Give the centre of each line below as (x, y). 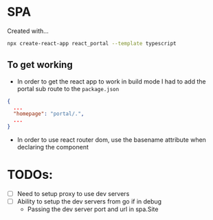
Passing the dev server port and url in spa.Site (93, 209)
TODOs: (30, 175)
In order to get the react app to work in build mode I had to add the (111, 81)
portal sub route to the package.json (68, 88)
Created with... (28, 31)
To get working (40, 65)
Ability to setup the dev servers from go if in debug (89, 201)
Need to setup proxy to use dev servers (73, 193)
